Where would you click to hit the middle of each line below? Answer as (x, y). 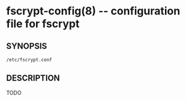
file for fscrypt (43, 24)
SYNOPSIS (27, 46)
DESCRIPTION (33, 78)
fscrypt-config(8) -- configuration (93, 11)
